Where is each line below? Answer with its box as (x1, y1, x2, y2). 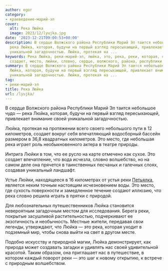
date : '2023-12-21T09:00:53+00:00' (5, 36, 79, 41)
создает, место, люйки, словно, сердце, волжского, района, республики (9, 59, 162, 64)
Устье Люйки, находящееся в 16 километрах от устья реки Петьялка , (5, 177, 154, 183)
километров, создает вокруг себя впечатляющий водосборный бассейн (5, 131, 160, 137)
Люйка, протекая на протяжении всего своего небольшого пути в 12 (5, 125, 152, 131)
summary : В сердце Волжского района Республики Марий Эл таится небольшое (5, 63, 164, 68)
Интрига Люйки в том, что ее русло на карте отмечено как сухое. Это (5, 151, 155, 157)
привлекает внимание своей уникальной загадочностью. (5, 116, 128, 122)
